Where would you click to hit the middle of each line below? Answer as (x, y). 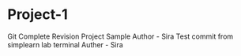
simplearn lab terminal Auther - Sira (65, 44)
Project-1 (38, 15)
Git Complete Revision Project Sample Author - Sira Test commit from (120, 36)
